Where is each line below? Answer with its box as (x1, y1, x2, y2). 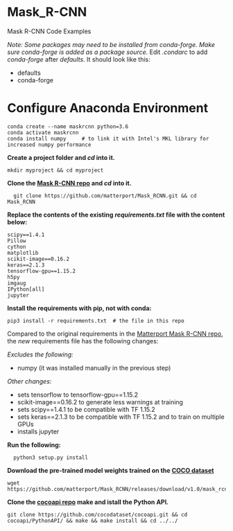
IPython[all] (7, 285, 45, 293)
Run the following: (7, 440, 61, 449)
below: (7, 217, 28, 226)
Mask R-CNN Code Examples (7, 27, 92, 35)
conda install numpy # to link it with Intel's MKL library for (7, 135, 209, 142)
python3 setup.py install (13, 454, 89, 461)
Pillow (7, 237, 26, 244)
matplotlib (7, 249, 39, 256)
